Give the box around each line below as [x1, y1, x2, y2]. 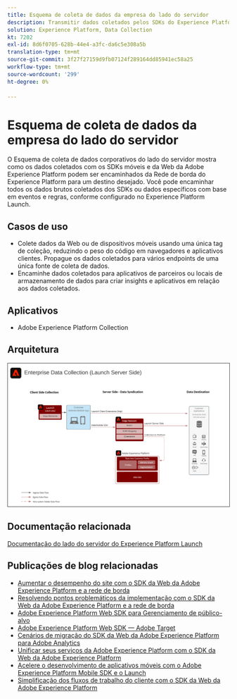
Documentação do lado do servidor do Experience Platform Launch [7, 539, 203, 548]
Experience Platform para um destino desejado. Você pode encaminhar [7, 178, 214, 186]
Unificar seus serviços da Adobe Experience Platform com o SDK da [17, 645, 216, 655]
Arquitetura [7, 344, 59, 356]
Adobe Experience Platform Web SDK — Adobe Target [17, 624, 176, 632]
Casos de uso [7, 221, 68, 233]
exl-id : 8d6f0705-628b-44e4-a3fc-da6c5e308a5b [7, 41, 146, 49]
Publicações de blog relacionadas [7, 560, 159, 572]
